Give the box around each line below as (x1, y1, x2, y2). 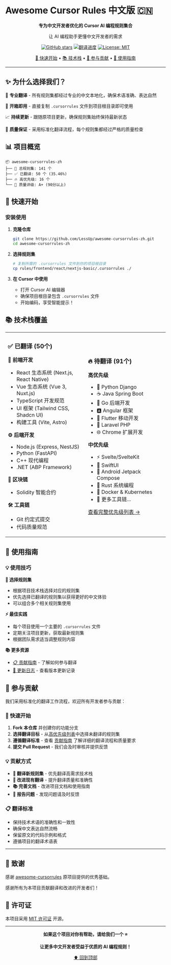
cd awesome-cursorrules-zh (12, 241, 70, 246)
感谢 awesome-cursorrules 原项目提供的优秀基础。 (5, 874, 112, 880)
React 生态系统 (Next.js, (16, 369, 74, 376)
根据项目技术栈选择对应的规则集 (12, 588, 80, 594)
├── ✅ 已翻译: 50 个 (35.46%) (5, 171, 67, 176)
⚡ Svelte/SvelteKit (96, 453, 140, 460)
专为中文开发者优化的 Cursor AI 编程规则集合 (38, 22, 133, 29)
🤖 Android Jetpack (96, 468, 141, 475)
